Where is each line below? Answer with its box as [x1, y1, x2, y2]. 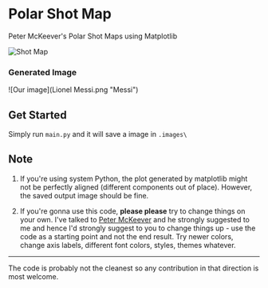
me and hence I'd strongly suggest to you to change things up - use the [19, 223, 256, 233]
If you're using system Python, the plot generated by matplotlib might [19, 174, 248, 183]
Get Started [8, 108, 67, 122]
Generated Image [8, 66, 77, 78]
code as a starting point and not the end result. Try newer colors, [19, 231, 234, 241]
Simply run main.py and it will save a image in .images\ [8, 130, 187, 139]
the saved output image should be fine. [19, 190, 149, 200]
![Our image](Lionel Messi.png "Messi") [8, 85, 139, 94]
